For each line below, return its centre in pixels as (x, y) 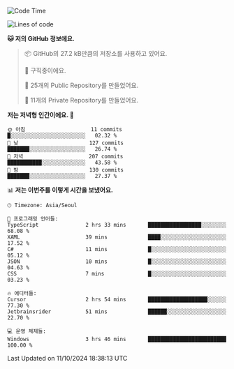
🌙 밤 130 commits (66, 170)
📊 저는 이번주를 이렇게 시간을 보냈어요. (60, 190)
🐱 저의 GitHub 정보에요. (41, 39)
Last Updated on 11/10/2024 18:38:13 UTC (67, 358)
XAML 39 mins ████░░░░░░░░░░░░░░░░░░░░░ (117, 237)
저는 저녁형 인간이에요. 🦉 (41, 115)
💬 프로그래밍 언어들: (33, 219)
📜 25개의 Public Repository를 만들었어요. (81, 85)
